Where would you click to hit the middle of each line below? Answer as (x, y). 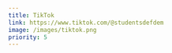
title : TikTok (32, 15)
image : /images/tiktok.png (52, 30)
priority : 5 (28, 37)
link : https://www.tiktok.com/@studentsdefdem (86, 23)
